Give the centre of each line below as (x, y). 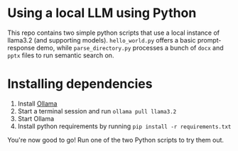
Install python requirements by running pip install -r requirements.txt (124, 126)
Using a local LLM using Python (102, 13)
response (21, 47)
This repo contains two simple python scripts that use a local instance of (114, 33)
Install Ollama (37, 104)
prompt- (209, 40)
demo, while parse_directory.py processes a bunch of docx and (130, 47)
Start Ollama (36, 118)
